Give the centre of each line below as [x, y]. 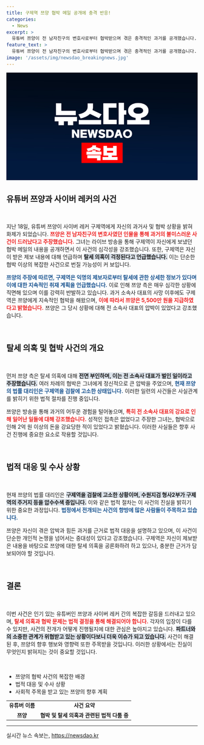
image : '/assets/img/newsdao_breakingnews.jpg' [68, 58]
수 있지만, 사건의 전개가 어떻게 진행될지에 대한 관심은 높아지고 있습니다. [90, 629]
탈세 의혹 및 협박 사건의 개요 [55, 348]
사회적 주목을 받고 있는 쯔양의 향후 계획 [61, 691]
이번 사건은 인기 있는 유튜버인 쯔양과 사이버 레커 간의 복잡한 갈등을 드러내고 [95, 614]
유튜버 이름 [22, 705]
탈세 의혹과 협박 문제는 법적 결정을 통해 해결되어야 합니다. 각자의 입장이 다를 [103, 621]
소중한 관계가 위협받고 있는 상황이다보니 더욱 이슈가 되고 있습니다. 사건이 [97, 636]
